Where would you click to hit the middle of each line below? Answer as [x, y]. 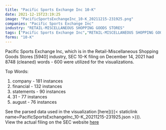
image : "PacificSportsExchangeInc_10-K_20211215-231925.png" [69, 19]
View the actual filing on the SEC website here [52, 122]
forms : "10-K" [20, 38]
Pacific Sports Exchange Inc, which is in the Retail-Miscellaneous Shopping [82, 51]
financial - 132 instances [37, 86]
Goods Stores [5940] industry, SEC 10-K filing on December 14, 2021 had [80, 56]
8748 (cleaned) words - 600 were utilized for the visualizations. [70, 62]
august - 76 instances [34, 102]
